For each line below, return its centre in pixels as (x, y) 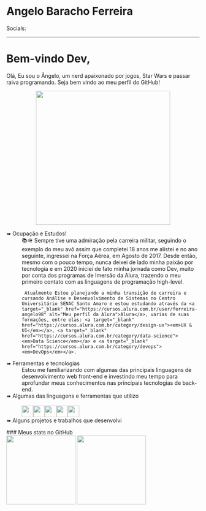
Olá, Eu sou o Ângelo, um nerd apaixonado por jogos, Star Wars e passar (98, 75)
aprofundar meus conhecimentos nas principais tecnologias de (101, 383)
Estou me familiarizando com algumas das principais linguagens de (107, 369)
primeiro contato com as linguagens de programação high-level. (103, 282)
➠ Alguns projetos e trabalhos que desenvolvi (64, 420)
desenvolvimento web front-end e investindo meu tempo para (100, 376)
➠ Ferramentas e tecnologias (43, 363)
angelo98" (34, 314)
